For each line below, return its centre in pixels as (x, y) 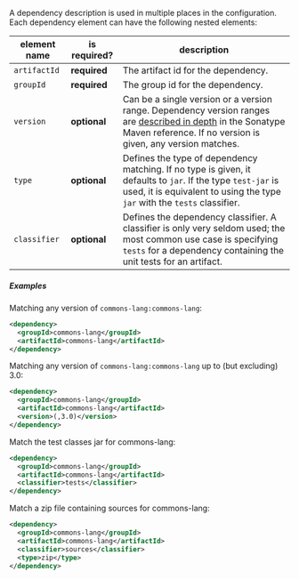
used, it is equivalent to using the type (202, 192)
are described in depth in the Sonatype (204, 121)
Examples (28, 285)
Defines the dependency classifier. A (200, 217)
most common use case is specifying (200, 239)
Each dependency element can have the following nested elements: (133, 22)
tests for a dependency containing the (203, 250)
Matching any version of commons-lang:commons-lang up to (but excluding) (144, 366)
